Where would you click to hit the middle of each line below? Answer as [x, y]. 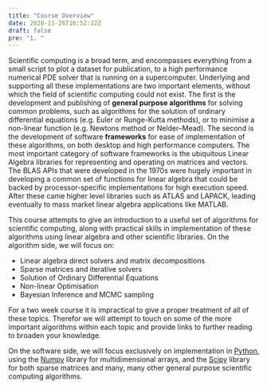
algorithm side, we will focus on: [61, 246]
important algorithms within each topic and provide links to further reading [130, 327]
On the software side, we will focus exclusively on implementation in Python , [134, 351]
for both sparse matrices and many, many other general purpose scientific [130, 368]
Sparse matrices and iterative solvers [81, 269]
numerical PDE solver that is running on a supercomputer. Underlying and [129, 77]
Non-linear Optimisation [59, 286]
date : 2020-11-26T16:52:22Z [55, 23]
